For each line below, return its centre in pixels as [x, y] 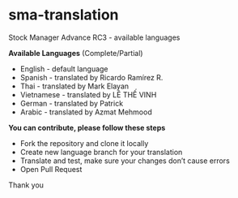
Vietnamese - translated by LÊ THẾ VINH [88, 94]
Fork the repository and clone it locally [84, 143]
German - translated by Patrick [72, 103]
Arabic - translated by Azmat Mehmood [86, 112]
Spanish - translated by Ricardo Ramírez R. [91, 77]
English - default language [64, 69]
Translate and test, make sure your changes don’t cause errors [125, 161]
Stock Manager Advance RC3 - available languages [94, 37]
